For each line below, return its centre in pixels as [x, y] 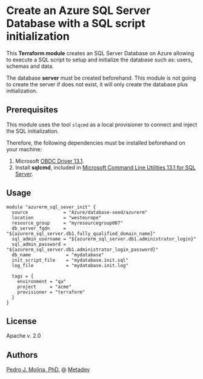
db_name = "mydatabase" [58, 255]
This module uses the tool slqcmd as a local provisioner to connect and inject [102, 125]
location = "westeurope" [57, 217]
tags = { [23, 276]
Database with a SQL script [76, 23]
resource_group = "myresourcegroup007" [67, 223]
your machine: [24, 149]
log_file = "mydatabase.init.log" [70, 265]
